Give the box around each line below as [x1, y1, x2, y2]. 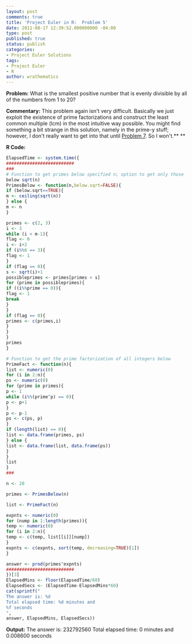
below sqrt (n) [6, 177, 41, 183]
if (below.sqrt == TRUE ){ [6, 188, 64, 194]
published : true [6, 36, 46, 42]
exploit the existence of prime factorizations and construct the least [6, 114, 169, 121]
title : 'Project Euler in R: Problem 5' [6, 19, 109, 25]
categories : [6, 47, 35, 53]
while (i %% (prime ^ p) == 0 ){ [6, 393, 75, 400]
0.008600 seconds [6, 632, 52, 639]
